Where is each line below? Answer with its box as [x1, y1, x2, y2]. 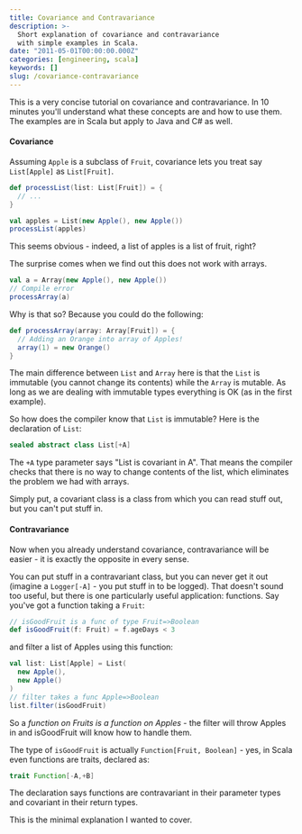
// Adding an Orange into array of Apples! [17, 334, 183, 343]
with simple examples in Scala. [17, 38, 140, 48]
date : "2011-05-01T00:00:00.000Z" [9, 47, 140, 56]
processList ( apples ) [9, 224, 87, 234]
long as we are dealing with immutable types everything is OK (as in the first [9, 386, 293, 397]
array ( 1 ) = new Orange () [17, 343, 111, 352]
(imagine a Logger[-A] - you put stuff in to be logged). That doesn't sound [9, 580, 284, 591]
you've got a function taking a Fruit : [9, 600, 145, 611]
